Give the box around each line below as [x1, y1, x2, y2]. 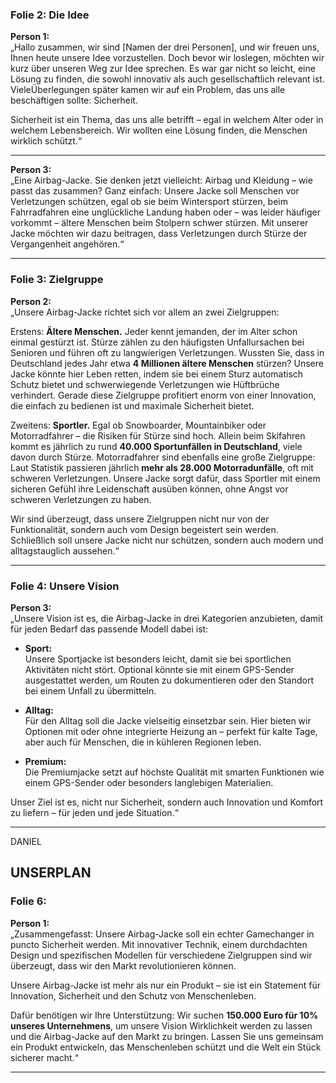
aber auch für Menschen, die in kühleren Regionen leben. [24, 736, 262, 748]
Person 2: [10, 295, 52, 307]
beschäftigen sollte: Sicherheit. [10, 94, 138, 107]
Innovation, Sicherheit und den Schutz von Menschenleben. [10, 989, 257, 1002]
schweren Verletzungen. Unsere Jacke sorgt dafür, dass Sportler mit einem [10, 472, 321, 484]
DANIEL [10, 835, 42, 847]
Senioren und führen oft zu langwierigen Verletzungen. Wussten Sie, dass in [10, 346, 325, 358]
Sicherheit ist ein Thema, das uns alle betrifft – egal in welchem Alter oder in [10, 114, 324, 126]
